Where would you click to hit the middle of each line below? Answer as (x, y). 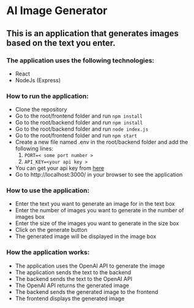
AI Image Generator (57, 11)
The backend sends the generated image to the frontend (87, 291)
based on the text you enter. (61, 43)
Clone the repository (41, 110)
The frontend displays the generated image (70, 298)
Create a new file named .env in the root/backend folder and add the (102, 142)
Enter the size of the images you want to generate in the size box (97, 223)
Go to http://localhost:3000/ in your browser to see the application (99, 175)
